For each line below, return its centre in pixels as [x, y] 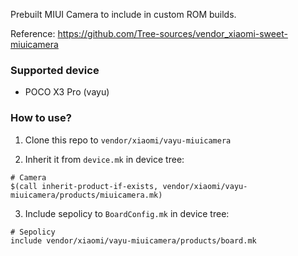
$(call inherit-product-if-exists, [84, 186]
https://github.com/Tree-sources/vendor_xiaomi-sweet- [172, 33]
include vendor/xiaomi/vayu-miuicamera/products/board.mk [133, 240]
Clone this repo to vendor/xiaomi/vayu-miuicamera [128, 140]
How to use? [41, 118]
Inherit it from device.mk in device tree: [104, 159]
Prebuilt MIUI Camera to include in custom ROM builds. [123, 14]
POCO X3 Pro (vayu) [67, 92]
